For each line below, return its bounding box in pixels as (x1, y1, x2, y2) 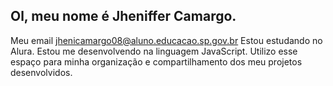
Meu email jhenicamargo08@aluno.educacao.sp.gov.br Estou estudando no (10, 34, 323, 46)
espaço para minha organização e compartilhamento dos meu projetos (10, 55, 303, 68)
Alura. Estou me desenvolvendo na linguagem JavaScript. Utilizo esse (10, 45, 298, 57)
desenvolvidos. (10, 66, 73, 78)
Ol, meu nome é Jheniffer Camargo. (10, 8, 237, 25)
